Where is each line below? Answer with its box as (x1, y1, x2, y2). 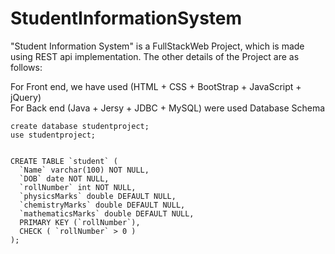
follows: (10, 61, 43, 73)
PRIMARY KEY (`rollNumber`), (19, 217, 141, 227)
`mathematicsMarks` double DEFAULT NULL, (19, 208, 195, 219)
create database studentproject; (10, 121, 150, 131)
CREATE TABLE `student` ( (10, 156, 118, 166)
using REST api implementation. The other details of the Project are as (10, 50, 300, 62)
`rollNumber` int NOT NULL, (19, 182, 137, 192)
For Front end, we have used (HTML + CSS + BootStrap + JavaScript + (10, 80, 302, 92)
